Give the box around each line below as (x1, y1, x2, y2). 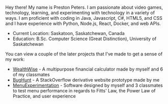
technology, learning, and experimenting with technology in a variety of (5, 10, 155, 16)
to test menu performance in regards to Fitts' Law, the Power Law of (12, 88, 156, 93)
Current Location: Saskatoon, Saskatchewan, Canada (12, 30, 125, 36)
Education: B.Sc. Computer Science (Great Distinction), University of (12, 36, 157, 42)
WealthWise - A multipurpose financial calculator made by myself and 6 (12, 66, 163, 72)
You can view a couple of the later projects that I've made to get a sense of (5, 51, 163, 57)
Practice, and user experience (12, 93, 76, 99)
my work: (5, 56, 25, 62)
